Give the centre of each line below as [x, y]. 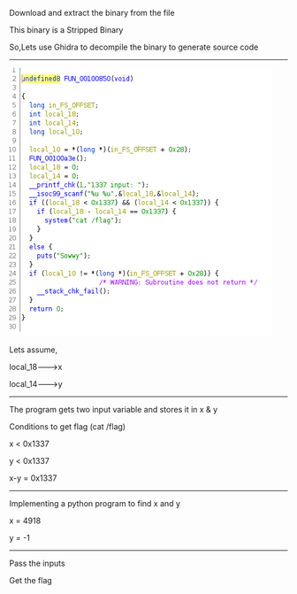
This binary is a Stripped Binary [66, 30]
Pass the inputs [37, 563]
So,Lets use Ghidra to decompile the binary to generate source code [134, 47]
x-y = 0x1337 [33, 478]
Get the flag [31, 580]
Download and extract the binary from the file [92, 13]
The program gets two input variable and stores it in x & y [114, 409]
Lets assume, [34, 350]
